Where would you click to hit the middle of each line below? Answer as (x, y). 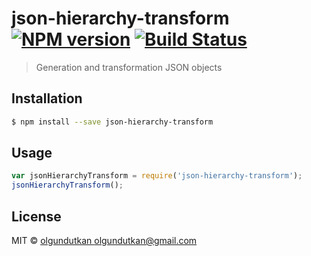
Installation (47, 98)
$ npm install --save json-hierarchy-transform (112, 122)
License (36, 216)
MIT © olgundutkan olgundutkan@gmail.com (104, 240)
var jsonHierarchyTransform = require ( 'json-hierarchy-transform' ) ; (157, 176)
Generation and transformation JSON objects (129, 67)
